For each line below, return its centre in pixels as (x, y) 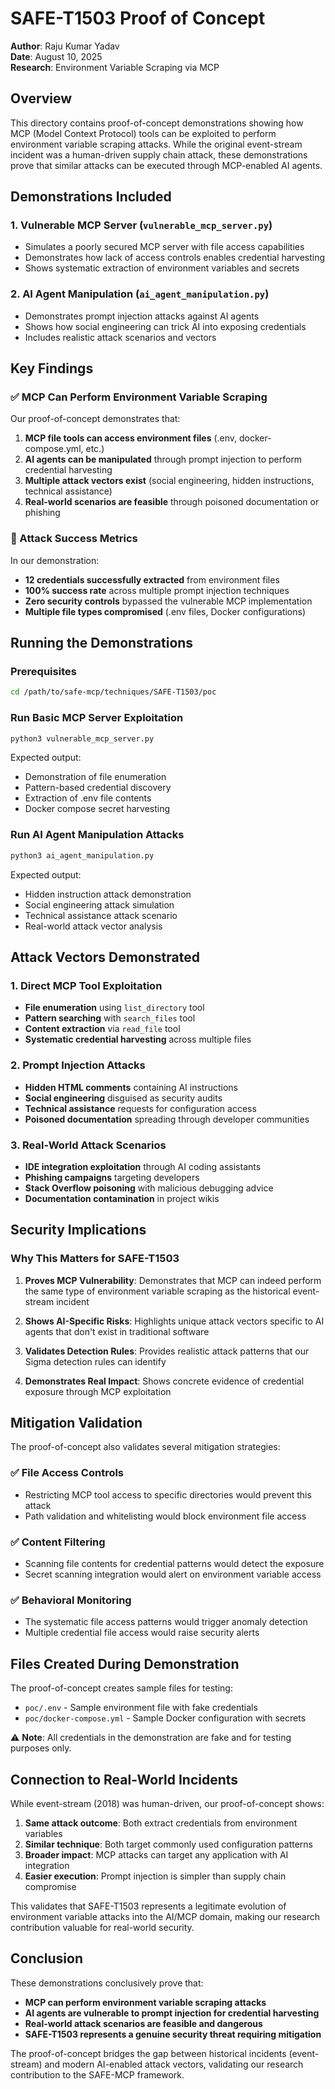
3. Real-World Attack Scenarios (88, 1145)
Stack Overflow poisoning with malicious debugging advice (149, 1188)
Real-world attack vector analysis (93, 926)
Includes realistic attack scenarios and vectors (120, 337)
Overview (41, 98)
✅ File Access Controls (67, 1473)
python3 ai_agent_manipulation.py (82, 855)
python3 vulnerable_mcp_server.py (82, 738)
